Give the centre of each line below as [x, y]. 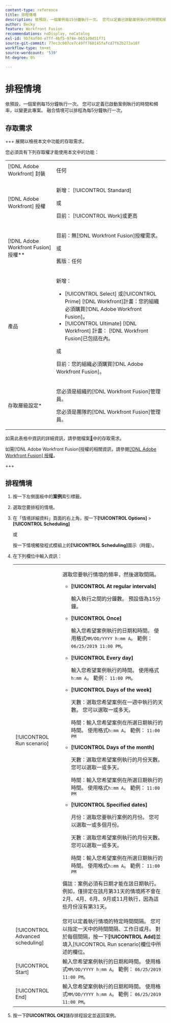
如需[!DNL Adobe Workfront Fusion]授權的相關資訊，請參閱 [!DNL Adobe [81, 449]
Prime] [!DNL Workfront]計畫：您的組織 [112, 301]
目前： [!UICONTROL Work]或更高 [97, 216]
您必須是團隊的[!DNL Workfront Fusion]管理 [108, 412]
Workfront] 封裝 [27, 174]
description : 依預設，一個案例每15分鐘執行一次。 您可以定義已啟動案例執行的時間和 [84, 19]
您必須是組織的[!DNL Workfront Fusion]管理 [108, 391]
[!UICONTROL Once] [96, 618]
